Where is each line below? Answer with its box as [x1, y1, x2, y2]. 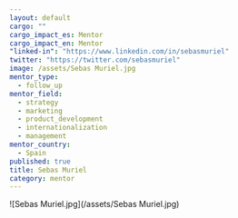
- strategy [17, 97, 59, 107]
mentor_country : [9, 140, 71, 149]
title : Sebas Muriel [9, 165, 88, 174]
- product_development [17, 114, 104, 124]
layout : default [9, 13, 71, 23]
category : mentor [9, 173, 75, 183]
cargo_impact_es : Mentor [9, 30, 104, 39]
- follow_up [17, 81, 64, 90]
